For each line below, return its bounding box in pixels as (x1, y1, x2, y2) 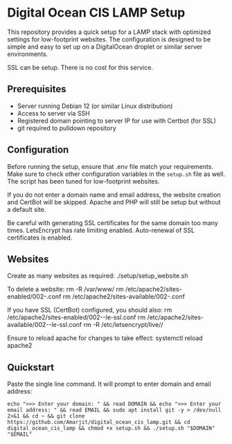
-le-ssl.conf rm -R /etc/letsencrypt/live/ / (48, 321, 163, 329)
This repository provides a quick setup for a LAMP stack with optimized (7, 28, 211, 36)
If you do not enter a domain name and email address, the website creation (7, 190, 222, 199)
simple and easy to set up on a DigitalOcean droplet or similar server (7, 42, 203, 51)
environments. (7, 50, 48, 58)
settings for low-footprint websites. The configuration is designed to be (7, 35, 211, 43)
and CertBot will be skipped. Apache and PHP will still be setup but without (7, 197, 221, 206)
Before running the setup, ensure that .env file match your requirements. (7, 162, 213, 170)
